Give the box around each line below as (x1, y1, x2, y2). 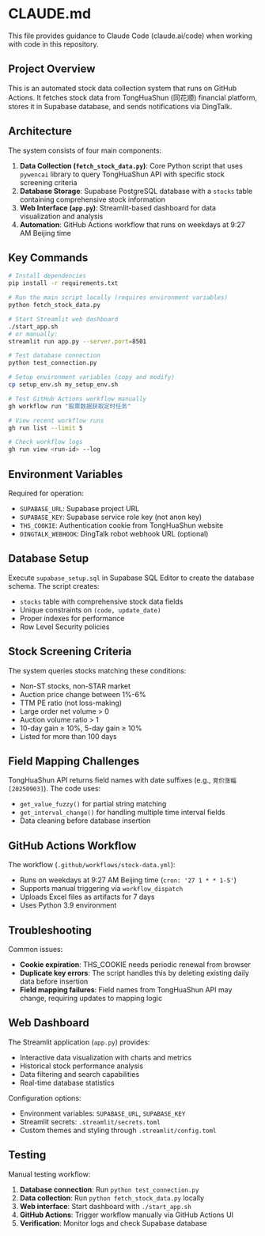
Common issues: (8, 945, 63, 954)
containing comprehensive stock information (19, 195, 166, 204)
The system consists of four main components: (8, 146, 162, 155)
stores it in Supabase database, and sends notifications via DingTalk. (8, 101, 233, 111)
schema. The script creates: (8, 581, 100, 590)
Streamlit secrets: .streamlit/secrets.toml (19, 1117, 161, 1126)
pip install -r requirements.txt (8, 279, 119, 287)
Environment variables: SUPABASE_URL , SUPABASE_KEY (19, 1109, 186, 1118)
